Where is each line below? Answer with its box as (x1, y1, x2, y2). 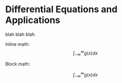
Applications (5, 14, 60, 26)
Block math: (5, 61, 30, 67)
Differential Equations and (5, 4, 118, 15)
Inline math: (5, 41, 30, 47)
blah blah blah (5, 31, 35, 37)
